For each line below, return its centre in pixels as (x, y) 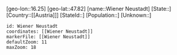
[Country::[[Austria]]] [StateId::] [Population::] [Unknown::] (79, 15)
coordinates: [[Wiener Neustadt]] (50, 31)
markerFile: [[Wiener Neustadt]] (48, 37)
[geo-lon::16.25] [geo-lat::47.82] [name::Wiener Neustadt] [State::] (89, 9)
